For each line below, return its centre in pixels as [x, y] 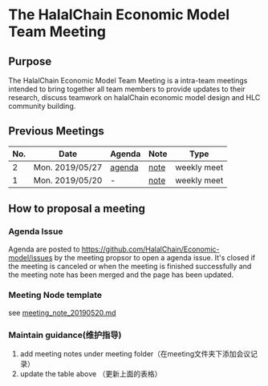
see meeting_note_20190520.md [62, 312]
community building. [42, 106]
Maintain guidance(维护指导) [65, 335]
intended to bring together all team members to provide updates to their [127, 89]
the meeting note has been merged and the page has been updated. [121, 275]
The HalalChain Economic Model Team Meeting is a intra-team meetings [128, 80]
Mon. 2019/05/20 [68, 180]
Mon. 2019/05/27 [68, 167]
